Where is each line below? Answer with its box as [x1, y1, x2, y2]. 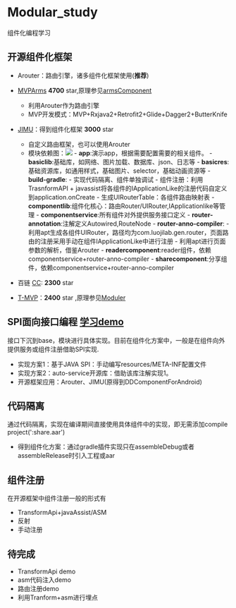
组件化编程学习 [7, 28, 51, 37]
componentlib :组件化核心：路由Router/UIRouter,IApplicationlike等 [27, 202, 220, 210]
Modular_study [7, 4, 99, 20]
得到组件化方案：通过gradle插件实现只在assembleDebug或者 [17, 442, 195, 451]
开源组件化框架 [7, 51, 73, 63]
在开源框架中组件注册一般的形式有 [7, 494, 106, 503]
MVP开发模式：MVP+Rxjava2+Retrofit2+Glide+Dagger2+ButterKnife [27, 110, 228, 118]
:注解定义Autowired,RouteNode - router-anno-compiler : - [61, 219, 230, 228]
